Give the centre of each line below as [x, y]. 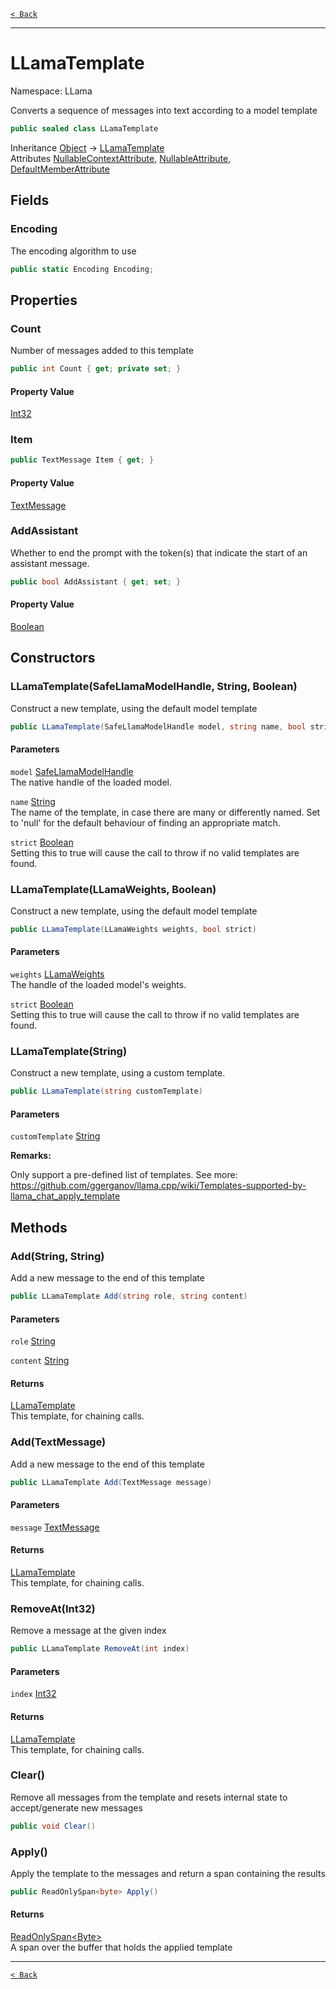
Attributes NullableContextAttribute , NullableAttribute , [121, 158]
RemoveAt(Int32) [53, 1608]
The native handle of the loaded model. [91, 782]
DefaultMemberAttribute [60, 169]
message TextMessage [55, 1527]
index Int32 [33, 1694]
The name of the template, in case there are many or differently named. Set [165, 812]
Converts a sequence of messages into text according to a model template [164, 110]
